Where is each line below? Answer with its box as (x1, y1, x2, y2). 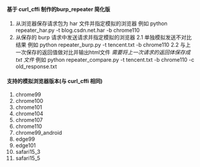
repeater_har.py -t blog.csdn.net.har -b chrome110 (15, 27, 140, 34)
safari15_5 (15, 154, 41, 162)
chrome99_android (15, 129, 62, 136)
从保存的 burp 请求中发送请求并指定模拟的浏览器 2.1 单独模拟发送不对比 (15, 34, 192, 41)
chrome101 (15, 104, 43, 111)
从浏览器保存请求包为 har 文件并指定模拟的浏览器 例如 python (15, 20, 168, 27)
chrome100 (15, 98, 44, 105)
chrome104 (15, 110, 44, 117)
